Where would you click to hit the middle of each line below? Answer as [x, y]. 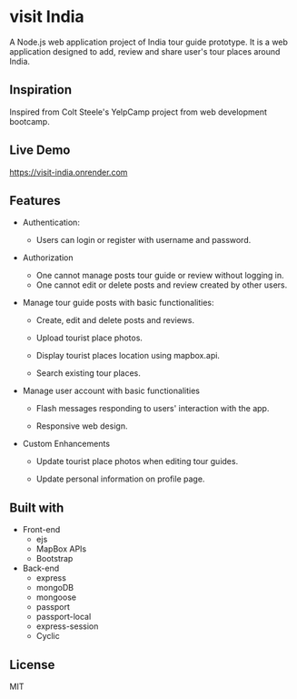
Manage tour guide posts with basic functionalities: [118, 303]
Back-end [41, 568]
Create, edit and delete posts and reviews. [115, 320]
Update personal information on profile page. [120, 479]
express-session [67, 626]
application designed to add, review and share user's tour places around [145, 51]
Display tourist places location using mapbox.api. [128, 356]
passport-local [64, 617]
